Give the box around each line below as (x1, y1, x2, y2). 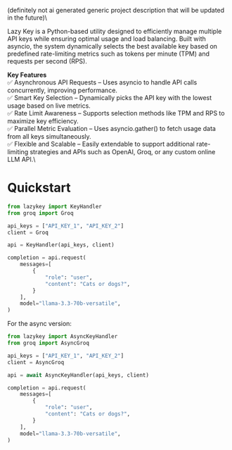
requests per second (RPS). (7, 57, 88, 65)
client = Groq (7, 229, 49, 236)
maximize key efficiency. (7, 117, 79, 125)
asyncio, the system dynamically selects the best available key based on (7, 42, 218, 50)
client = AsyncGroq (7, 358, 65, 365)
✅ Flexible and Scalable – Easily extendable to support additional (7, 140, 195, 148)
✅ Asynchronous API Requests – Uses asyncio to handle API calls (7, 78, 198, 87)
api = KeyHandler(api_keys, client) (7, 242, 115, 249)
